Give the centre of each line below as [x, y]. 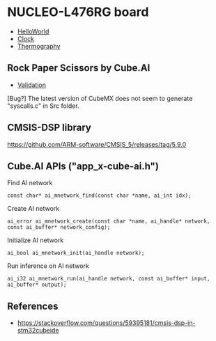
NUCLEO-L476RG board [78, 12]
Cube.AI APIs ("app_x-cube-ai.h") [83, 166]
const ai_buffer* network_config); [59, 228]
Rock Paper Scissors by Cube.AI [79, 68]
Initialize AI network [36, 240]
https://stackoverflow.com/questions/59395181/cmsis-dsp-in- [106, 323]
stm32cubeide [38, 331]
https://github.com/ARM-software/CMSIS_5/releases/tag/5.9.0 [97, 144]
